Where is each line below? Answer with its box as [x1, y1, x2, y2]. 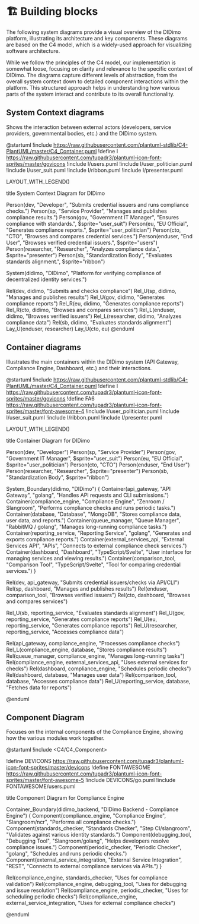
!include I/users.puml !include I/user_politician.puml [66, 160, 192, 167]
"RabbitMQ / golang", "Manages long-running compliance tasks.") [6, 523, 167, 530]
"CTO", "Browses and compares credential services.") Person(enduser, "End [6, 232, 192, 239]
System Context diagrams [6, 108, 105, 118]
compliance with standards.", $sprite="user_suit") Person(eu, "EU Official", [6, 220, 188, 227]
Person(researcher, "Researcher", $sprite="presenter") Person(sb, [6, 467, 169, 474]
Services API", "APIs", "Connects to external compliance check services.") [6, 542, 187, 549]
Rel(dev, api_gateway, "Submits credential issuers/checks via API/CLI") [6, 579, 179, 586]
